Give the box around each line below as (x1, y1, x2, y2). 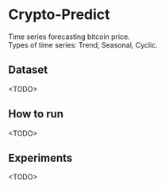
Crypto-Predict (8, 6, 110, 24)
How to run (8, 107, 64, 121)
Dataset (8, 63, 48, 77)
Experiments (8, 151, 73, 164)
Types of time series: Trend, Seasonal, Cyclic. (8, 40, 159, 49)
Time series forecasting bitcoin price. (8, 32, 131, 41)
